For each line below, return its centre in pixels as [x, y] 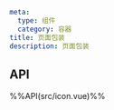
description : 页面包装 [49, 46]
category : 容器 [45, 29]
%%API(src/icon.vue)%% [57, 96]
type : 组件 [37, 20]
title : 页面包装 [37, 37]
